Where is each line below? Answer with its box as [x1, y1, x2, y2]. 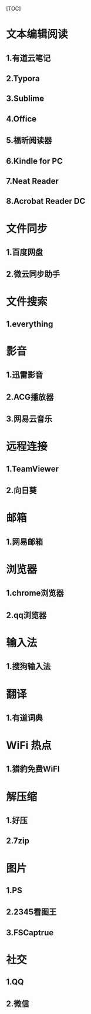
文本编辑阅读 [6, 28, 69, 41]
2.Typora [6, 73, 40, 84]
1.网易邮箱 [6, 536, 43, 547]
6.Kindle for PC [6, 156, 63, 166]
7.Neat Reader [6, 176, 59, 186]
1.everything [6, 319, 53, 329]
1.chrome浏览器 [6, 588, 65, 598]
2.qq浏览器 [6, 610, 47, 620]
